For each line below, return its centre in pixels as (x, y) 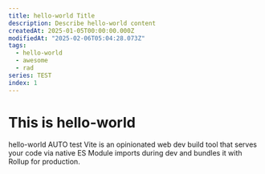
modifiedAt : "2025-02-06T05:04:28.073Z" (77, 38)
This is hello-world (72, 122)
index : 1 (23, 83)
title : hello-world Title (51, 16)
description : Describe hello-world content (82, 23)
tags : (17, 46)
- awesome (32, 61)
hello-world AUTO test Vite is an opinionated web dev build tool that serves (132, 144)
